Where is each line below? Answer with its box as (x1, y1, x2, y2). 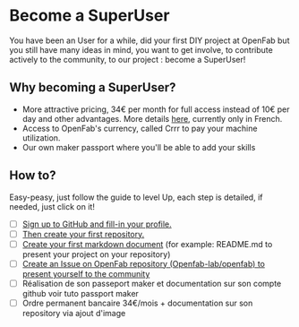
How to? (9, 168, 56, 184)
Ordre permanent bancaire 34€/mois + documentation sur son (21, 297, 253, 308)
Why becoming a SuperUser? (9, 80, 176, 95)
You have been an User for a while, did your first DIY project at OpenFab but (9, 35, 290, 46)
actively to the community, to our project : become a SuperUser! (9, 54, 246, 65)
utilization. (21, 132, 61, 143)
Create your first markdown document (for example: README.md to (21, 238, 273, 249)
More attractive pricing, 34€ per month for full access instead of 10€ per (21, 104, 290, 115)
